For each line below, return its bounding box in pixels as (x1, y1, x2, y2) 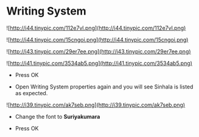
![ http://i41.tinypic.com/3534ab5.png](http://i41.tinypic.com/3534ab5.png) (6, 59, 193, 67)
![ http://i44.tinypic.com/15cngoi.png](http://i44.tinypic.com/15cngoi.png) (6, 36, 189, 43)
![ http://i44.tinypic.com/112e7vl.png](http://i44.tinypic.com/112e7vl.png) (6, 24, 186, 32)
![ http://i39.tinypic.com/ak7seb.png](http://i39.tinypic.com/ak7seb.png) (6, 101, 186, 109)
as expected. (15, 89, 48, 96)
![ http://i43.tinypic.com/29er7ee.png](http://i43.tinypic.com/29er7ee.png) (6, 47, 191, 55)
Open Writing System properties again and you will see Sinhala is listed (15, 83, 194, 90)
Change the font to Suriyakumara (15, 113, 100, 120)
